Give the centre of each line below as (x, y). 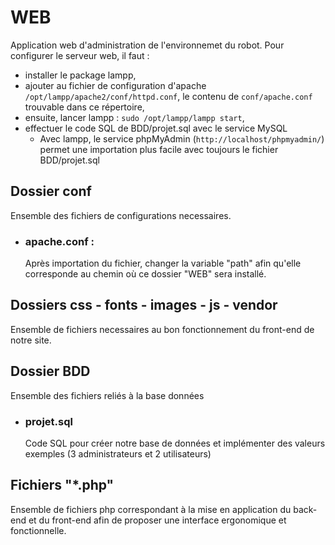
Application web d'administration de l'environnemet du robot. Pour (147, 45)
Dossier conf (51, 191)
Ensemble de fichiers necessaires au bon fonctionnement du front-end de (162, 329)
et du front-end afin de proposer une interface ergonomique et (157, 520)
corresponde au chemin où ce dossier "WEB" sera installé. (145, 274)
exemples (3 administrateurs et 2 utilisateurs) (118, 453)
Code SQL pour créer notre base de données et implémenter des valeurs (175, 443)
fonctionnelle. (38, 530)
